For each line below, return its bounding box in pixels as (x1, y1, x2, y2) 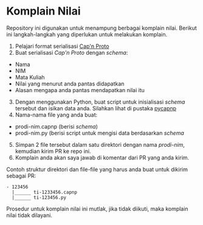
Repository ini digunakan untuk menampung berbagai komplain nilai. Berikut (6, 24, 198, 32)
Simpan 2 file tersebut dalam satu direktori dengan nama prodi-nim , (15, 141, 185, 148)
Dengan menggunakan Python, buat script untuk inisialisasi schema (15, 98, 185, 106)
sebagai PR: (6, 172, 36, 180)
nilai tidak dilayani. (6, 211, 53, 219)
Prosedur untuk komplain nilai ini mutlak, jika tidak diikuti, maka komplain (6, 205, 188, 212)
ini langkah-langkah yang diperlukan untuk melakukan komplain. (6, 30, 168, 38)
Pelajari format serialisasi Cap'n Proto (15, 42, 109, 50)
